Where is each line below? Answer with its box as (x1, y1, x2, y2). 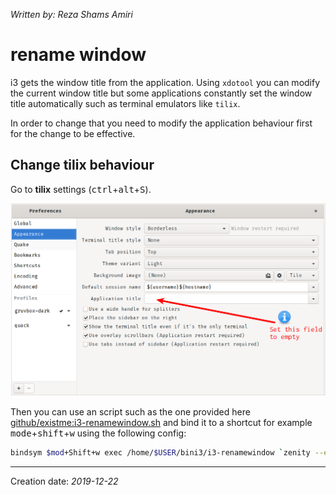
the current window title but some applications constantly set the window (10, 87, 313, 99)
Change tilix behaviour (10, 157, 155, 174)
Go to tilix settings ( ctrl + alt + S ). (10, 183, 152, 195)
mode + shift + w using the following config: (10, 427, 187, 439)
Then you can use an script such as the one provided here (10, 406, 251, 418)
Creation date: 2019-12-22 (10, 475, 119, 488)
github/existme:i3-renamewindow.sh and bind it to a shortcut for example (10, 417, 313, 429)
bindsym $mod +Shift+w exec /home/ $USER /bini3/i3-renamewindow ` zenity (10, 448, 311, 458)
